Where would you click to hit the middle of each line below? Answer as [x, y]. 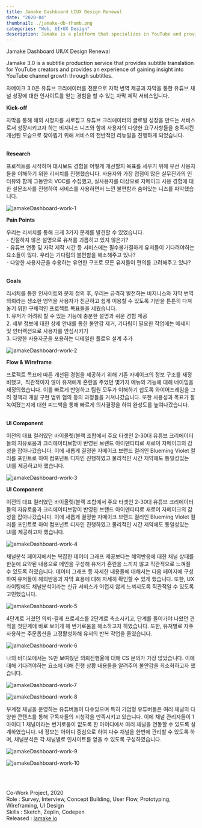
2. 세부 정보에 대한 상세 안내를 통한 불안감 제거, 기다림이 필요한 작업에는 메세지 [98, 323]
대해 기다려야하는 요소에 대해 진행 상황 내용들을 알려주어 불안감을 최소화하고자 [98, 665]
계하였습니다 [21, 732]
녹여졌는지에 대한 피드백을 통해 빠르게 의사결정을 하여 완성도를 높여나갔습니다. [98, 405]
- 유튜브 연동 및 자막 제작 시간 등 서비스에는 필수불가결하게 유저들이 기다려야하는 [100, 247]
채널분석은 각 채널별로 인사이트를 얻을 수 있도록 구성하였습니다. [88, 739]
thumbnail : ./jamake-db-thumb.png [50, 23]
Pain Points [20, 220]
